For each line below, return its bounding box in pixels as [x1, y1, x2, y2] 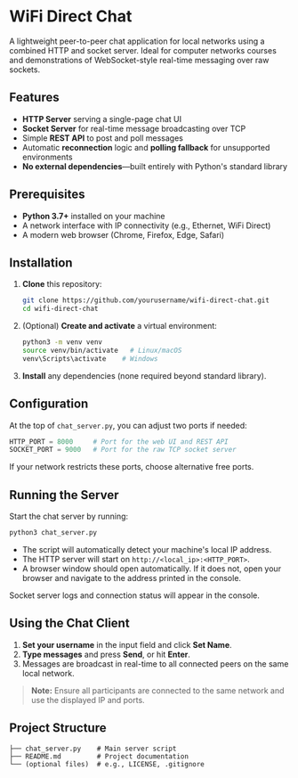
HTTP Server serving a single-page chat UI [21, 113, 182, 124]
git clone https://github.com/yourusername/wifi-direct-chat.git [21, 296, 270, 305]
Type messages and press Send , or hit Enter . [21, 649, 191, 659]
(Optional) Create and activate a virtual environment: [21, 321, 218, 332]
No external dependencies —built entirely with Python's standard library [21, 160, 287, 171]
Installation [9, 255, 73, 270]
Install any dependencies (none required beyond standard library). [21, 370, 267, 381]
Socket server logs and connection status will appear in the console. [9, 590, 261, 601]
